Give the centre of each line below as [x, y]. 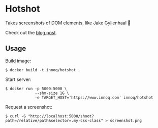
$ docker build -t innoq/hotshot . [43, 70]
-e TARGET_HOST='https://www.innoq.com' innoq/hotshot [94, 97]
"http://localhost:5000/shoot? [61, 116]
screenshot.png [126, 120]
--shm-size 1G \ [52, 93]
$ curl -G [16, 116]
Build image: [18, 61]
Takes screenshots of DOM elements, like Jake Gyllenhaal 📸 [68, 23]
